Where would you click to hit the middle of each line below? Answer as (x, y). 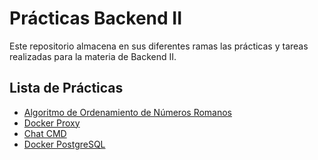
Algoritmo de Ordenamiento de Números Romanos (128, 112)
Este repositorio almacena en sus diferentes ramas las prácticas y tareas (159, 46)
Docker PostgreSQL (64, 144)
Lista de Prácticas (66, 88)
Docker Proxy (52, 123)
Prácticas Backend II (96, 18)
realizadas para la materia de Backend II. (93, 56)
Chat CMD (45, 133)
